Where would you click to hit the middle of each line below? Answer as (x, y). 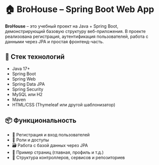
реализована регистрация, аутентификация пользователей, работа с (77, 36)
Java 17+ (21, 68)
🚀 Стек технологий (35, 57)
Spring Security (28, 89)
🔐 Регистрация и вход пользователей (51, 134)
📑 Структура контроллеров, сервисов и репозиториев (68, 157)
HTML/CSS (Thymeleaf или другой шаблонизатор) (64, 104)
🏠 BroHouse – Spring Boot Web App (79, 9)
